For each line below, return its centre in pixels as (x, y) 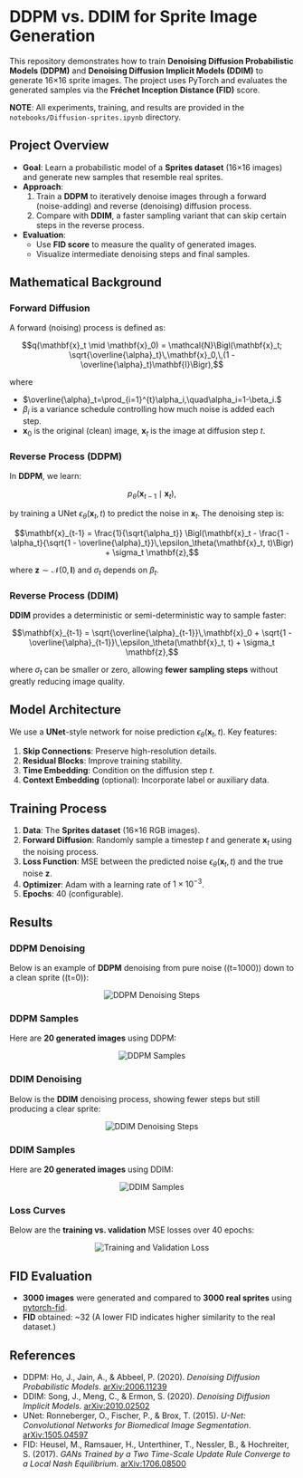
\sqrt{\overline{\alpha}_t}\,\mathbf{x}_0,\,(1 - (152, 355)
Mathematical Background (85, 283)
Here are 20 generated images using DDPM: (93, 1038)
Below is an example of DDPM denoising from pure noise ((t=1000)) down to (151, 968)
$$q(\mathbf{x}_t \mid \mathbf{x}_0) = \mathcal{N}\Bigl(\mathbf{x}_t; (152, 345)
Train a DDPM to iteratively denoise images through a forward (151, 196)
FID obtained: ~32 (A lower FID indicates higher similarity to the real (149, 1317)
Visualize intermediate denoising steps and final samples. (143, 254)
